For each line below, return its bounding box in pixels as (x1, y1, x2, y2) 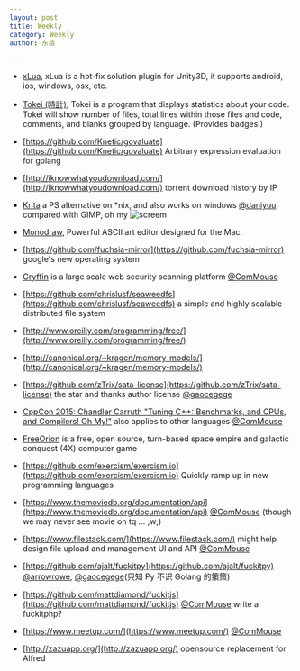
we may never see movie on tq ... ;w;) (22, 516, 162, 527)
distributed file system (22, 308, 106, 319)
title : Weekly (9, 22, 63, 31)
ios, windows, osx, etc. (22, 80, 108, 91)
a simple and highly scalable (177, 298, 283, 309)
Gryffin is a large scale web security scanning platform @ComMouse (22, 271, 279, 282)
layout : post (9, 13, 59, 23)
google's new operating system (22, 254, 140, 265)
